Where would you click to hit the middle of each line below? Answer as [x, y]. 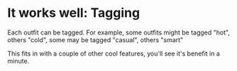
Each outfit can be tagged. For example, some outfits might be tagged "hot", [119, 32]
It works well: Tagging [74, 13]
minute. [18, 60]
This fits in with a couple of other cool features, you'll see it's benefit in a [114, 53]
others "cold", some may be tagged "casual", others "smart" [95, 39]
